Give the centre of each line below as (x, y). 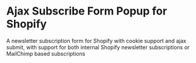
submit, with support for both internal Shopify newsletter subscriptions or (98, 47)
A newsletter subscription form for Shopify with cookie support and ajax (96, 41)
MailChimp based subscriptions (46, 53)
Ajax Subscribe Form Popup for (87, 11)
